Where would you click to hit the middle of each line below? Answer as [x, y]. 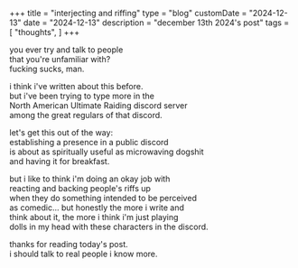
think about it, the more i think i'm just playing [94, 217]
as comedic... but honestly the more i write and [97, 208]
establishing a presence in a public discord [89, 142]
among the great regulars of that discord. [86, 115]
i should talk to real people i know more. [84, 254]
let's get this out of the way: [61, 133]
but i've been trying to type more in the [82, 96]
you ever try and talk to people [66, 50]
